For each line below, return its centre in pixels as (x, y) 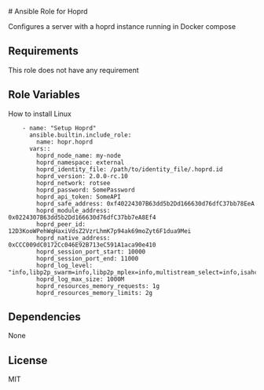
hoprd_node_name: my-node (79, 155)
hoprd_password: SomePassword (86, 190)
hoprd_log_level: (64, 265)
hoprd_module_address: (73, 210)
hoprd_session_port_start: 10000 (91, 251)
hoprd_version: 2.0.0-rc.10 (82, 176)
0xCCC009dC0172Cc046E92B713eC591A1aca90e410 (82, 245)
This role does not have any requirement (73, 70)
